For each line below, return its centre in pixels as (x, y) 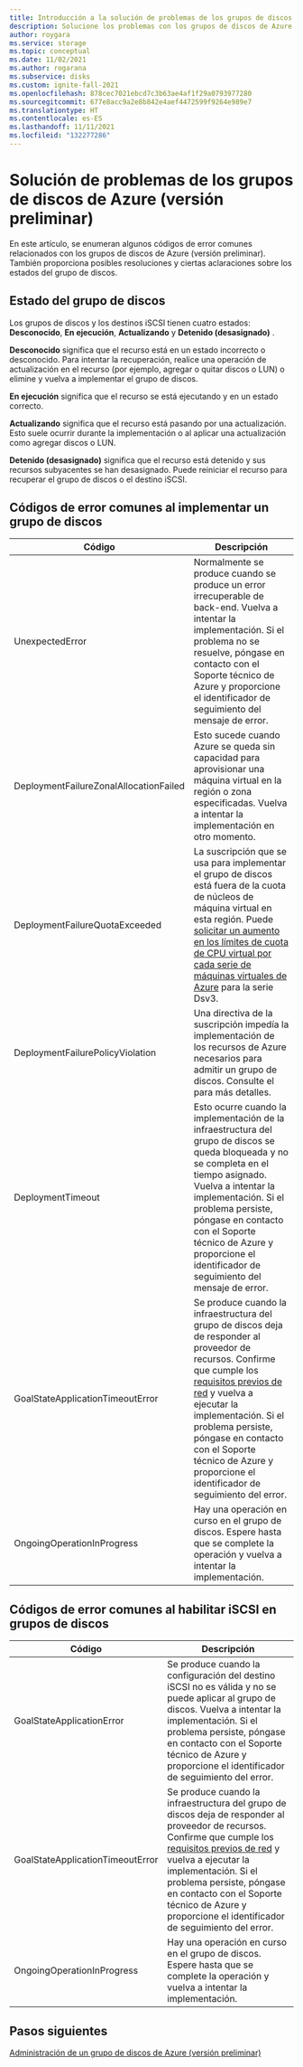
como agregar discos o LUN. (63, 442)
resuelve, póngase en (239, 653)
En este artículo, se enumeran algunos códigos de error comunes (131, 243)
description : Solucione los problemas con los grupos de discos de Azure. (153, 26)
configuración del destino (221, 1675)
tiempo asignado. (230, 1175)
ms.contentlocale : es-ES (56, 118)
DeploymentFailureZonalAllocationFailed (99, 786)
